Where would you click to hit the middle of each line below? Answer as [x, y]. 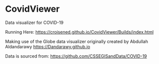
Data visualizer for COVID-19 [34, 22]
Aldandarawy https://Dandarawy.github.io [48, 46]
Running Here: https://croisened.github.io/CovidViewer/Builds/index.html [79, 32]
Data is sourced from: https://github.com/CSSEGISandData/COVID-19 [76, 56]
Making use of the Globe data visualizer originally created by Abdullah [77, 41]
